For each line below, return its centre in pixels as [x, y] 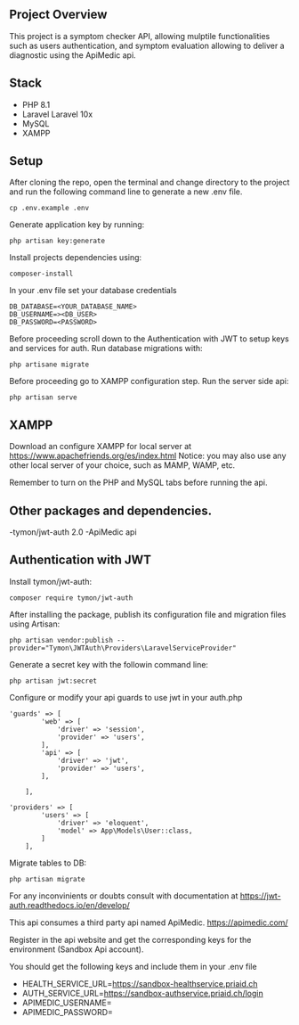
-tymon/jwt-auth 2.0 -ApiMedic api [73, 532]
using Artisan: [35, 624]
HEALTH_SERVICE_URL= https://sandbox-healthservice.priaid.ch [140, 983]
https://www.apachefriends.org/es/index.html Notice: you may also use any [148, 456]
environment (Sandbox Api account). [77, 949]
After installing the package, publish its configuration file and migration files [148, 614]
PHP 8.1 [36, 104]
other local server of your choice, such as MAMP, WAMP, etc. [122, 465]
